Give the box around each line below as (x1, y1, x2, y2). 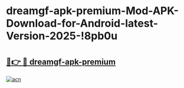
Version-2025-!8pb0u (6, 30, 118, 43)
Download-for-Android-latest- (6, 17, 158, 30)
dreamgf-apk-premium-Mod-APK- (6, 4, 179, 18)
